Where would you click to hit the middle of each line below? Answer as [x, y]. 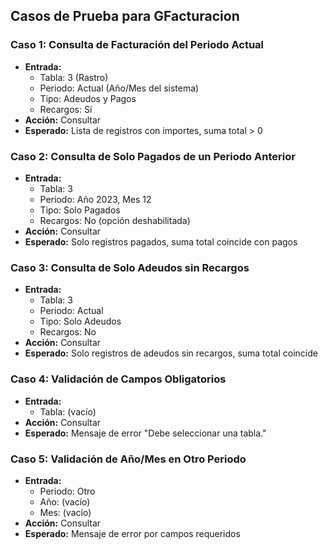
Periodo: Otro [67, 491]
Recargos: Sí [66, 109]
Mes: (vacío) [65, 512]
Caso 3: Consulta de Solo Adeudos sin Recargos [130, 267]
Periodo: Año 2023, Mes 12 [95, 199]
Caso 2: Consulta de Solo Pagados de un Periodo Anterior [153, 156]
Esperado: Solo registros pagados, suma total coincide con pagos [161, 241]
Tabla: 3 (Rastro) [74, 77]
